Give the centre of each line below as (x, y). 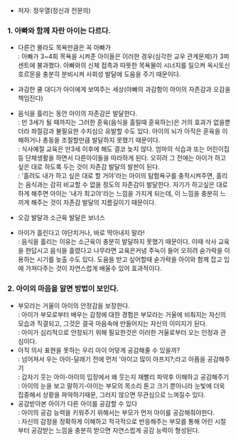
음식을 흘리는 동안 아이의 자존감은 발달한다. (77, 113)
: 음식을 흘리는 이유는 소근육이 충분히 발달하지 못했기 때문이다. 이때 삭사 (117, 242)
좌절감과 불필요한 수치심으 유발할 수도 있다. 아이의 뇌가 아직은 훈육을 (126, 131)
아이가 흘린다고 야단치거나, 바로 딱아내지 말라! (81, 233)
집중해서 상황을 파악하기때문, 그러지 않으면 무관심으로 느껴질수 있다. (112, 395)
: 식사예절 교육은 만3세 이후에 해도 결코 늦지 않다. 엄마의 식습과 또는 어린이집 (123, 149)
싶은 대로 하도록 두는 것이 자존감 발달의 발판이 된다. (88, 167)
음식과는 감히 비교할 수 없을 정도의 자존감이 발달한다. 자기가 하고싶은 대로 (127, 185)
